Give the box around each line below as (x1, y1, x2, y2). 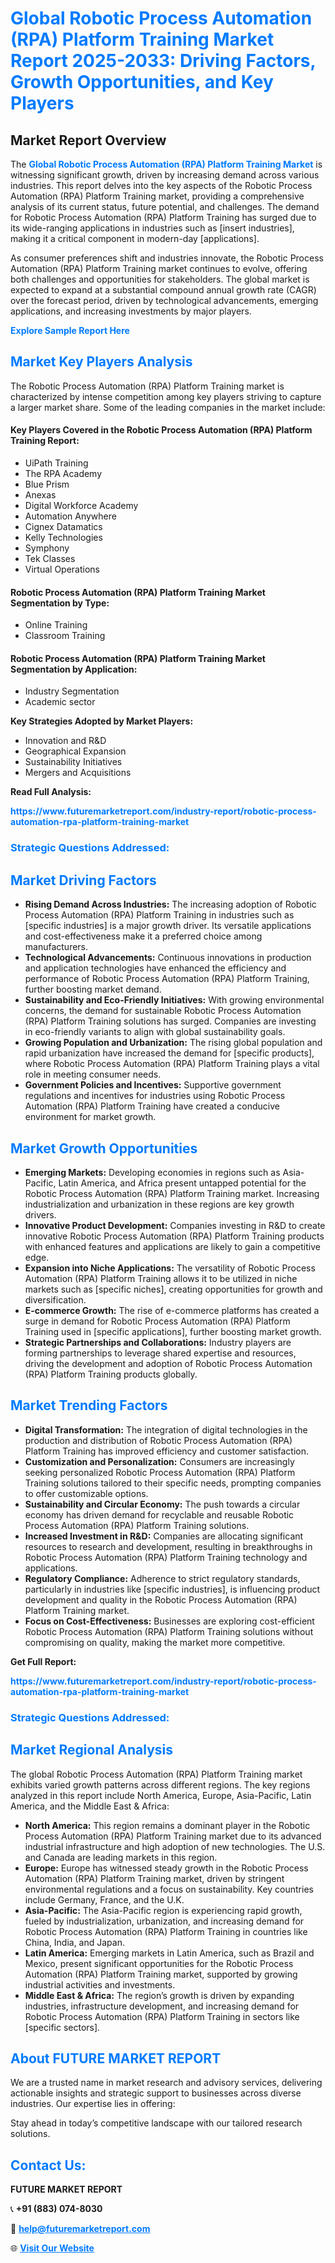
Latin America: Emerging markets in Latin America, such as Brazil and (24, 1947, 315, 1959)
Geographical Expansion (24, 745, 127, 757)
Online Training (24, 619, 88, 631)
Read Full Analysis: (10, 786, 92, 798)
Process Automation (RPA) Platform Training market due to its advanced (24, 1830, 322, 1842)
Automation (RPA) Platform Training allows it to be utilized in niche (24, 1272, 298, 1284)
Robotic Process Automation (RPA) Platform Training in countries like (24, 1925, 308, 1937)
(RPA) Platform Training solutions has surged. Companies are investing (24, 1015, 317, 1027)
